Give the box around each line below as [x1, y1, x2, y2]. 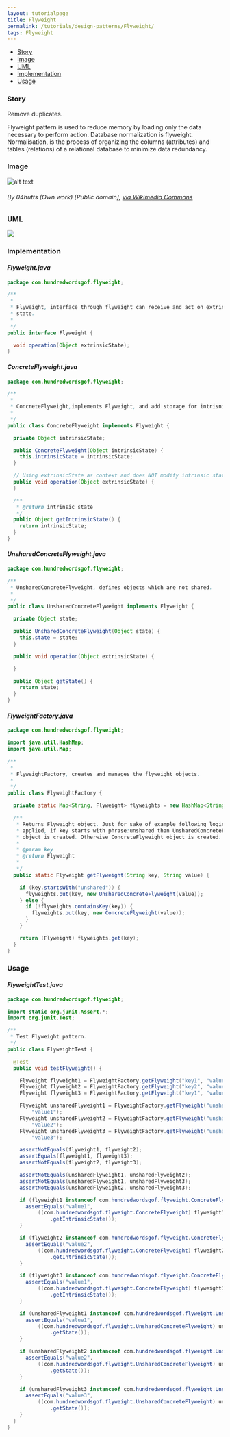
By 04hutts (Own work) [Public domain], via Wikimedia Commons [7, 193, 193, 201]
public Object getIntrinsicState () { [13, 516, 121, 523]
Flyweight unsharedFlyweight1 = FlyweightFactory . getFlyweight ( [19, 1102, 207, 1110]
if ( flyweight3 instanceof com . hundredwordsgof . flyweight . [19, 1272, 192, 1279]
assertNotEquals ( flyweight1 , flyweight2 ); [19, 1147, 142, 1153]
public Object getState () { [13, 677, 94, 685]
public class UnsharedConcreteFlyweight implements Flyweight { [7, 603, 194, 610]
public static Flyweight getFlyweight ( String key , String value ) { [13, 871, 210, 879]
